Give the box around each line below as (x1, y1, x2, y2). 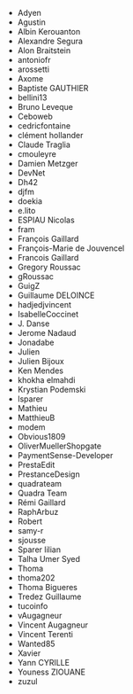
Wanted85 (17, 638, 55, 649)
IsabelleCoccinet (17, 309, 79, 319)
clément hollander (17, 130, 84, 140)
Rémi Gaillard (17, 497, 66, 508)
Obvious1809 (17, 432, 66, 441)
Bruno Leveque (17, 102, 73, 112)
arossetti (17, 64, 50, 74)
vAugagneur (17, 611, 63, 620)
